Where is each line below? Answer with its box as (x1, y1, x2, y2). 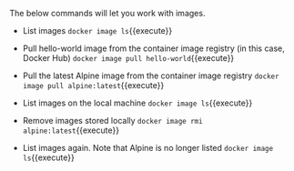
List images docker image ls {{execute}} (22, 25, 173, 35)
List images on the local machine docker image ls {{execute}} (22, 97, 253, 108)
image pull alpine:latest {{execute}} (22, 80, 165, 90)
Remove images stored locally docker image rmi (22, 116, 203, 126)
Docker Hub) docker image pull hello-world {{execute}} (22, 53, 235, 63)
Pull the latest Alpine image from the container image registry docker (22, 70, 279, 81)
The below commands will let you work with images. (9, 8, 206, 18)
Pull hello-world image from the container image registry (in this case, (22, 43, 285, 54)
